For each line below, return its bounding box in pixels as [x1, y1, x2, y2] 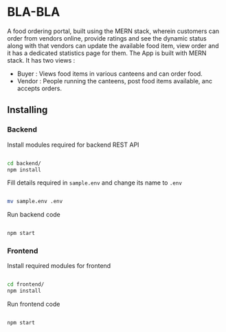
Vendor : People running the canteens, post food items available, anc [16, 76, 213, 85]
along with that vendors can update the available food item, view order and [7, 41, 219, 50]
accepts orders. [16, 84, 63, 92]
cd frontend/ [7, 281, 45, 288]
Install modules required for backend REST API [7, 141, 139, 149]
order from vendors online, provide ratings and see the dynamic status [7, 34, 207, 42]
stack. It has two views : [7, 56, 76, 64]
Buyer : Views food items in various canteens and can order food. [16, 70, 203, 78]
